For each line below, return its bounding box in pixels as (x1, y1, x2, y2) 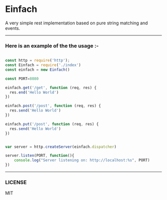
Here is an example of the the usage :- (5, 42, 99, 49)
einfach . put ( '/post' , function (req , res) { (5, 121, 99, 126)
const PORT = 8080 (5, 76, 39, 81)
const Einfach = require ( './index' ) (5, 63, 81, 68)
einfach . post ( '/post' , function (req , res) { (5, 103, 101, 108)
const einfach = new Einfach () (5, 67, 70, 72)
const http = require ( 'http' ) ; (5, 58, 70, 63)
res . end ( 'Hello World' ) (9, 90, 59, 95)
